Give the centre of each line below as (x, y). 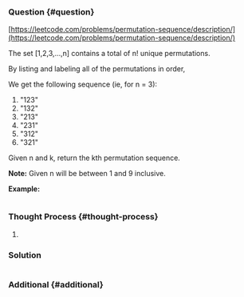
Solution (25, 255)
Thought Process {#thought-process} (83, 217)
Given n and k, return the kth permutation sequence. (94, 158)
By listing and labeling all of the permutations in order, (97, 69)
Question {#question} (51, 12)
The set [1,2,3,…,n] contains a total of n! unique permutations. (109, 54)
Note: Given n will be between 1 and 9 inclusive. (87, 174)
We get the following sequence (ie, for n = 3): (83, 84)
